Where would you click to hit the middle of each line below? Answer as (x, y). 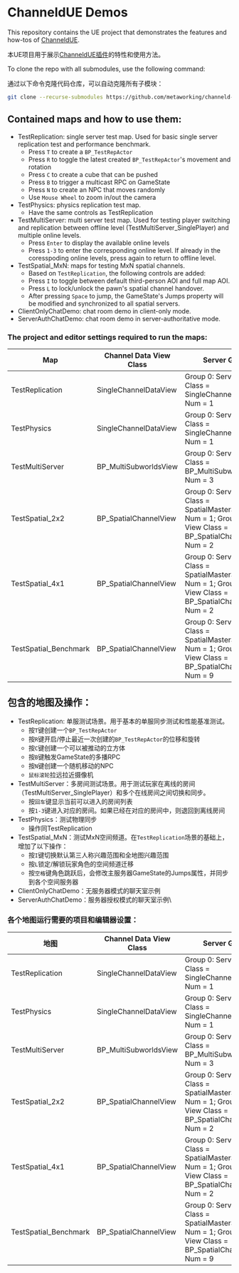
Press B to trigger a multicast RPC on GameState (99, 182)
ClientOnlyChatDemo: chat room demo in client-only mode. (104, 311)
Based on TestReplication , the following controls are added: (117, 273)
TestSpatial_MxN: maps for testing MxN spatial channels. (101, 266)
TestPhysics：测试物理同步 (57, 819)
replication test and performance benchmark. (84, 144)
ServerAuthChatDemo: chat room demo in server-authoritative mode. (119, 318)
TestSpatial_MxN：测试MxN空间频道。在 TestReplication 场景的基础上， (123, 837)
